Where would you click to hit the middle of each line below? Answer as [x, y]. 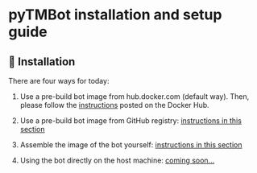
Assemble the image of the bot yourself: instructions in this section [131, 145]
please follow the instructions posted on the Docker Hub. [114, 105]
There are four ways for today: [59, 81]
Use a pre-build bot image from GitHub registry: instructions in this [131, 121]
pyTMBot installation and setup [115, 15]
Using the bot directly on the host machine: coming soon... [117, 160]
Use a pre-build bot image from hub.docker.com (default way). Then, [135, 97]
